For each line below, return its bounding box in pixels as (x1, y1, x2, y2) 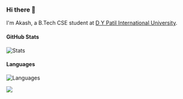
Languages (6, 61, 35, 68)
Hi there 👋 (6, 5, 36, 14)
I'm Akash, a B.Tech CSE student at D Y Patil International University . (6, 19, 178, 27)
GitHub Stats (6, 33, 39, 40)
